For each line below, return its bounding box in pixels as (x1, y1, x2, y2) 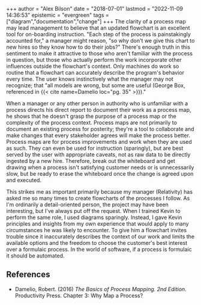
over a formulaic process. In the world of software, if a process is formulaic (6, 246, 192, 253)
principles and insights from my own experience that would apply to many (6, 220, 189, 227)
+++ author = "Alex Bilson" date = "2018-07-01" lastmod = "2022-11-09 (6, 5, 183, 12)
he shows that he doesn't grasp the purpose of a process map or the (6, 112, 176, 120)
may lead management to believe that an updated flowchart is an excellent (6, 24, 190, 31)
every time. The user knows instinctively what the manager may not (6, 75, 174, 82)
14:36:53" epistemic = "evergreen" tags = (6, 11, 109, 19)
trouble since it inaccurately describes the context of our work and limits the (6, 233, 195, 240)
